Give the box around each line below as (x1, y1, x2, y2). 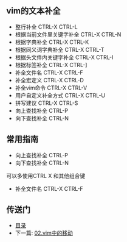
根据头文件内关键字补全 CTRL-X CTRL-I (15, 54, 114, 61)
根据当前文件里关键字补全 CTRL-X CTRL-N (15, 30, 122, 38)
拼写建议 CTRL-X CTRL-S (15, 99, 78, 107)
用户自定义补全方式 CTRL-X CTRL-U (15, 91, 106, 99)
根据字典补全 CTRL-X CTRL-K (15, 38, 89, 46)
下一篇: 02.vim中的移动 (15, 229, 73, 237)
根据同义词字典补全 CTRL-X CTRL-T (15, 46, 105, 53)
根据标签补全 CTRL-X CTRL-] (15, 61, 88, 68)
